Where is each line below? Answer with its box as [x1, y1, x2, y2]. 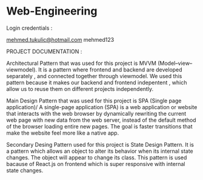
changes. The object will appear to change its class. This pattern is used [6, 153, 187, 161]
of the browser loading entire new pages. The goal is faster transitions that [6, 122, 193, 130]
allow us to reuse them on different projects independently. [6, 85, 153, 92]
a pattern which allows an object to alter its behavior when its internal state [6, 147, 193, 155]
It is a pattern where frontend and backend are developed [38, 65, 183, 73]
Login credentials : [6, 24, 53, 32]
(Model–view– [157, 59, 193, 67]
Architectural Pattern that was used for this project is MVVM [6, 59, 156, 67]
